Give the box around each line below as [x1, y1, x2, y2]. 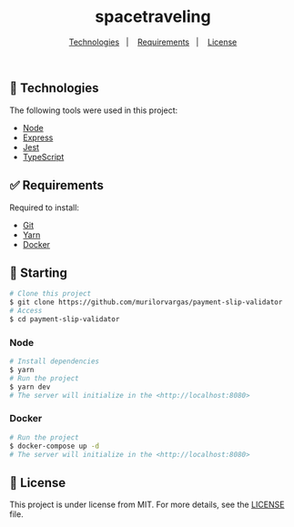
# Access [9, 307, 43, 316]
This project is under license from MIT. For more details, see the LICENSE [9, 499, 285, 511]
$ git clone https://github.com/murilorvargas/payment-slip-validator [9, 298, 283, 307]
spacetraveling [95, 6, 211, 27]
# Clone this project [9, 289, 92, 299]
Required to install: [9, 202, 80, 213]
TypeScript [22, 151, 65, 162]
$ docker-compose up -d [9, 441, 100, 451]
